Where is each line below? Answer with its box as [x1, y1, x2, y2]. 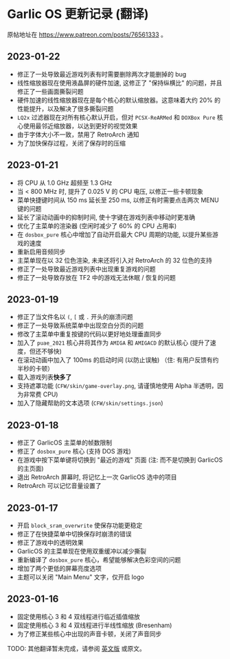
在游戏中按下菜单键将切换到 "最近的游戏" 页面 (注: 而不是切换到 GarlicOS [16, 456, 223, 464]
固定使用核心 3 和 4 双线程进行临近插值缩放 [16, 612, 141, 620]
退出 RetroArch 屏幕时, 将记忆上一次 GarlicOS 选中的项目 [16, 473, 177, 481]
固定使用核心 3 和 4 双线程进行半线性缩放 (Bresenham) [16, 621, 172, 629]
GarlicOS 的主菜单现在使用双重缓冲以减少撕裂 [16, 547, 146, 555]
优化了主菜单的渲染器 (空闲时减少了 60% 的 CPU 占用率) [16, 221, 177, 230]
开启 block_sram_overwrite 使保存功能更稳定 [16, 521, 143, 529]
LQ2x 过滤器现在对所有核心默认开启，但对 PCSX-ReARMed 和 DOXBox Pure [16, 113, 216, 121]
